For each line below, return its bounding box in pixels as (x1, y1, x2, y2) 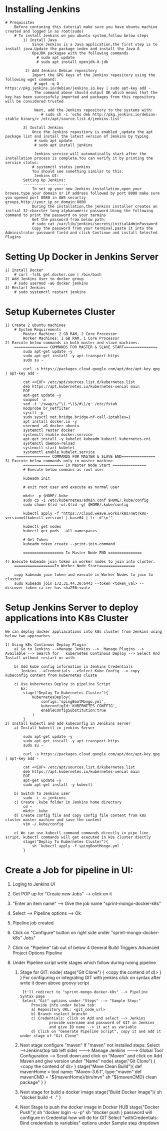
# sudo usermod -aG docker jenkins (14, 281, 88, 286)
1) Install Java (23, 38, 57, 43)
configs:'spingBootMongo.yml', (40, 699, 106, 704)
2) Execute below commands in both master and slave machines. (5, 340, 140, 345)
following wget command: (5, 77, 57, 82)
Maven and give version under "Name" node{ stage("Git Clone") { (19, 1058, 156, 1064)
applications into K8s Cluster (5, 613, 128, 624)
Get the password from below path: (31, 217, 106, 222)
